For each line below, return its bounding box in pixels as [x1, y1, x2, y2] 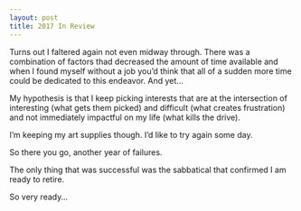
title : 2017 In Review [9, 22, 95, 31]
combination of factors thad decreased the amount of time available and [9, 56, 278, 67]
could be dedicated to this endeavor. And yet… [9, 75, 183, 86]
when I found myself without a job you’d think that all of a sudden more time [9, 65, 292, 77]
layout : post [9, 13, 59, 23]
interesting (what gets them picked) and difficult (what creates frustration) [9, 102, 286, 113]
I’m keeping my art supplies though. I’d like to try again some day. [9, 129, 253, 140]
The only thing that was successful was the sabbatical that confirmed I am [9, 164, 287, 175]
